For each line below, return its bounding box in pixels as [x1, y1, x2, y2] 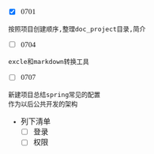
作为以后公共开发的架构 [8, 100, 78, 108]
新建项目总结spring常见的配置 [8, 90, 101, 99]
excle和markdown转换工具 [8, 58, 89, 66]
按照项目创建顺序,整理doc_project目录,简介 [8, 24, 146, 33]
